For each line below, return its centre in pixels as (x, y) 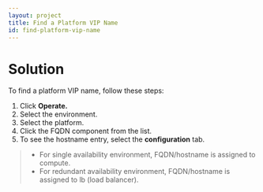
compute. (55, 163)
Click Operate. (44, 106)
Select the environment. (58, 114)
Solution (36, 69)
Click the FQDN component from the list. (86, 131)
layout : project (35, 15)
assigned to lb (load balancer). (89, 180)
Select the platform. (52, 123)
